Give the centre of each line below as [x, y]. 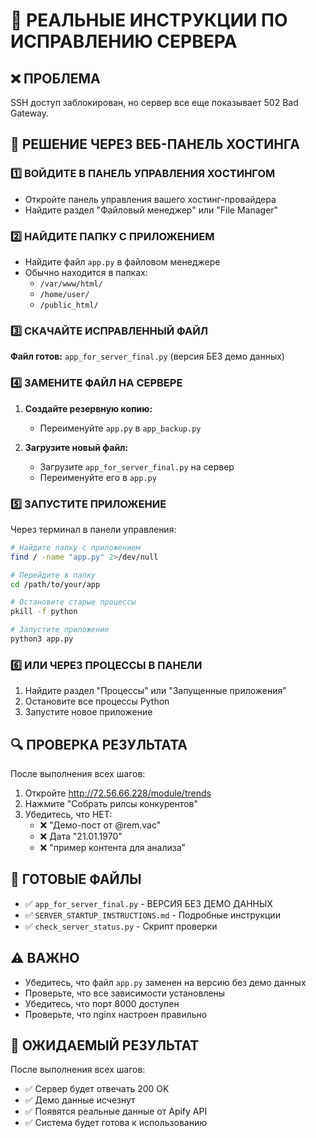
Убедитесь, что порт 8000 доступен [102, 1003]
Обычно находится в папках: [86, 272]
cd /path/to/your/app [55, 584]
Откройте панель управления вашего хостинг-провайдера [150, 199]
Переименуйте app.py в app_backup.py [120, 428]
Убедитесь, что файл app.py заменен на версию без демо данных [165, 982]
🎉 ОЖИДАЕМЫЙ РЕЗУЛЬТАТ [105, 1045]
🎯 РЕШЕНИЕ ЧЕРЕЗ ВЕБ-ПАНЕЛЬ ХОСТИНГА [155, 144]
